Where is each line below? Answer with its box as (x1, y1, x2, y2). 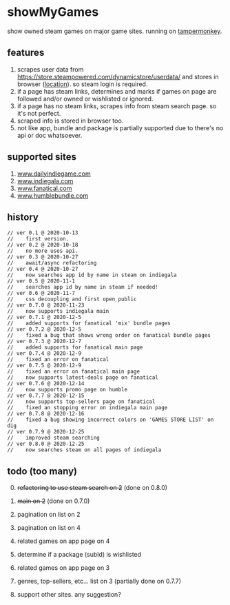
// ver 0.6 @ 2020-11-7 (7, 290, 76, 297)
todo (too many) (7, 465, 78, 477)
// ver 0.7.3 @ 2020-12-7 (7, 338, 81, 345)
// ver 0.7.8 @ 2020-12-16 (7, 411, 85, 418)
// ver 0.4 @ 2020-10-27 (7, 266, 79, 273)
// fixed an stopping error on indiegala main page (7, 404, 168, 411)
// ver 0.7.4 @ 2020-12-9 (7, 350, 81, 357)
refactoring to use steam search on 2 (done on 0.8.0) (17, 484, 167, 492)
